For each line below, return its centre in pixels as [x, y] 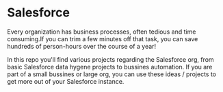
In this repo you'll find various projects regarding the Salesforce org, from [110, 59]
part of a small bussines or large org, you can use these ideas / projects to [112, 74]
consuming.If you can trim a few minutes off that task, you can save [103, 38]
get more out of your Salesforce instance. [66, 81]
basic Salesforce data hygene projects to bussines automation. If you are [110, 67]
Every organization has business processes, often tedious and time [102, 32]
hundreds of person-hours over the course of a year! [81, 46]
